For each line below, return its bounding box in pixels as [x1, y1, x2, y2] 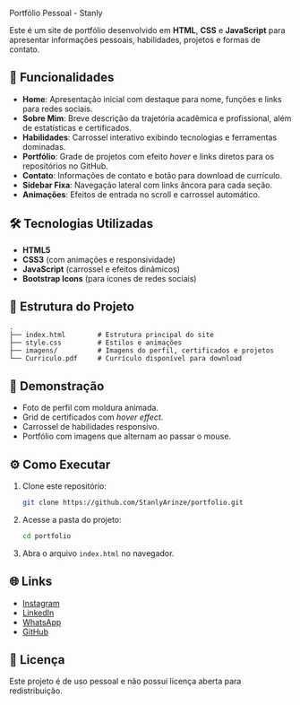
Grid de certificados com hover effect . [21, 412, 164, 422]
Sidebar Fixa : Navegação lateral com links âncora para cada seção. [21, 179, 273, 190]
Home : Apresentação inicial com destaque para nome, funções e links [21, 93, 282, 104]
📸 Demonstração [9, 379, 105, 394]
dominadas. [21, 141, 66, 152]
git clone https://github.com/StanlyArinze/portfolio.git [21, 498, 244, 508]
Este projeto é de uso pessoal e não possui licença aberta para [9, 676, 242, 687]
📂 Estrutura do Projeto [9, 300, 134, 315]
